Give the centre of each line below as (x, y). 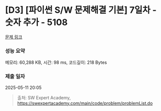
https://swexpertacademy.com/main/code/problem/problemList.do (85, 103)
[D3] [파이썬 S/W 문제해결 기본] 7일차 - (81, 10)
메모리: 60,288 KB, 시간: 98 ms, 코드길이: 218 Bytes (56, 62)
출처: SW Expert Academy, (44, 97)
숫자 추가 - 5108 (36, 22)
